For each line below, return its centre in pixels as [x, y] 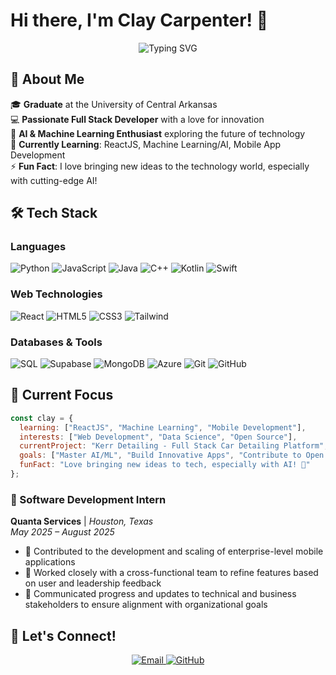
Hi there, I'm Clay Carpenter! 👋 [139, 20]
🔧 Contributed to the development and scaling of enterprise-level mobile [174, 551]
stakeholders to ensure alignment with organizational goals [146, 605]
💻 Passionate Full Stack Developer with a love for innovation [137, 119]
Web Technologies [56, 294]
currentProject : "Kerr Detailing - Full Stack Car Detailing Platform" [172, 446]
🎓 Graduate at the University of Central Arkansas [114, 104]
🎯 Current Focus [62, 395]
